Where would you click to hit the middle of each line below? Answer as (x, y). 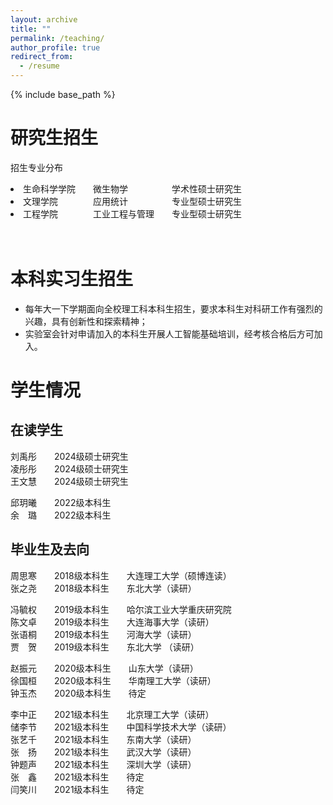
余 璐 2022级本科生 (61, 515)
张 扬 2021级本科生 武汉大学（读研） (103, 752)
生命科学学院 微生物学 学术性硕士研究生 (132, 188)
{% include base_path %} (63, 94)
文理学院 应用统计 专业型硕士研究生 (132, 201)
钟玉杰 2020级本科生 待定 (78, 693)
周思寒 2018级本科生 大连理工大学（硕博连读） (121, 575)
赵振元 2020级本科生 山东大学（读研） (104, 668)
